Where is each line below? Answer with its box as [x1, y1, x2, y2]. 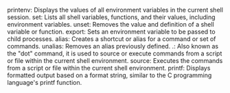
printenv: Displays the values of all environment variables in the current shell [7, 6, 223, 14]
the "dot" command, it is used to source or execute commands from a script [7, 49, 222, 57]
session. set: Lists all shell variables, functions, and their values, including [7, 13, 216, 21]
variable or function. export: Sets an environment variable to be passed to [7, 27, 216, 36]
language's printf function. [7, 79, 82, 86]
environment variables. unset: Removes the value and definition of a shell [7, 21, 214, 28]
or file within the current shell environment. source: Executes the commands [7, 57, 223, 64]
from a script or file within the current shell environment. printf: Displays [7, 64, 211, 72]
